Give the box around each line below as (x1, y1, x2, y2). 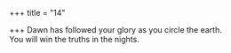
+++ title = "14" (9, 8, 66, 18)
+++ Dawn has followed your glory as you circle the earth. (9, 25, 222, 34)
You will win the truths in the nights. (9, 34, 139, 44)
